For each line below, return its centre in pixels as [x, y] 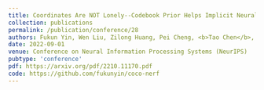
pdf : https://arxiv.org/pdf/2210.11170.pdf [81, 67]
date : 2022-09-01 [37, 45]
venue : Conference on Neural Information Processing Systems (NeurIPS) [128, 52]
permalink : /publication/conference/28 [73, 30]
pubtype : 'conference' [45, 59]
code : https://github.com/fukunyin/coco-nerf [84, 74]
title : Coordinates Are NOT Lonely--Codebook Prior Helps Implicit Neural [133, 15]
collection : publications [50, 23]
